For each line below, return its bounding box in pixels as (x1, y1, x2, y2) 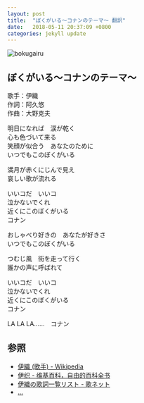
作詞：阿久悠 (7, 100, 44, 109)
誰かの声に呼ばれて (7, 263, 63, 272)
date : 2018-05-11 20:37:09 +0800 (7, 23, 112, 30)
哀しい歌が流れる (7, 174, 57, 183)
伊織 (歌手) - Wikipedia (17, 362, 84, 371)
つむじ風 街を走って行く (7, 254, 81, 263)
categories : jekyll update (7, 30, 86, 37)
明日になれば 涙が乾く (7, 124, 75, 132)
